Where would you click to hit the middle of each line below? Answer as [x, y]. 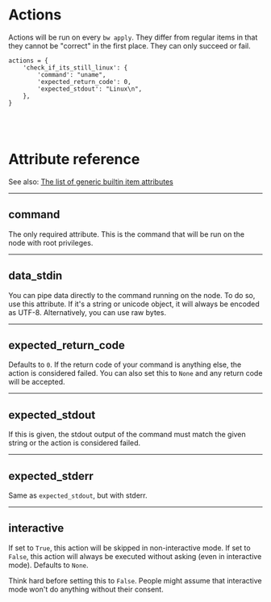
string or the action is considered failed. [75, 443]
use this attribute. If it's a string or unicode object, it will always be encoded [134, 304]
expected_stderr [51, 476]
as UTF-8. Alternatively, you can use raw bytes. [88, 312]
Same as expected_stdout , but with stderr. [78, 495]
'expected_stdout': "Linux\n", [90, 89]
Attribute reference [74, 160]
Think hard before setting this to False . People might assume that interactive [135, 580]
